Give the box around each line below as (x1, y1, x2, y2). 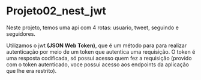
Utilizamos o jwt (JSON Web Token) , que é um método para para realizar (6, 42, 187, 49)
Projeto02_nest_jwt (6, 4, 106, 18)
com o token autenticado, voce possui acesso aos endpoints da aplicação (6, 61, 189, 68)
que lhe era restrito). (6, 67, 57, 74)
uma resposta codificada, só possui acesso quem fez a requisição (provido (6, 54, 192, 61)
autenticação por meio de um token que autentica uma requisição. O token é (6, 48, 196, 55)
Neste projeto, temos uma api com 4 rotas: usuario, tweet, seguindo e (6, 24, 179, 31)
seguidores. (6, 30, 36, 37)
